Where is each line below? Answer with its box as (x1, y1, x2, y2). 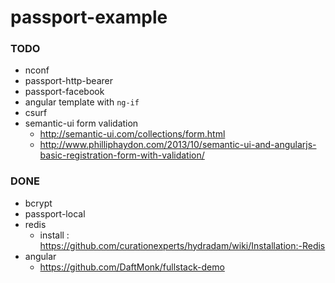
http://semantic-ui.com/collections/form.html (39, 128, 226, 140)
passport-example (10, 6, 168, 29)
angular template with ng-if (24, 96, 140, 108)
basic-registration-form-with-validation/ (39, 149, 205, 161)
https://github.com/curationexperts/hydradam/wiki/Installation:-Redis (39, 239, 326, 251)
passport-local (24, 207, 86, 220)
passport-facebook (24, 86, 105, 98)
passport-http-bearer (24, 75, 114, 87)
